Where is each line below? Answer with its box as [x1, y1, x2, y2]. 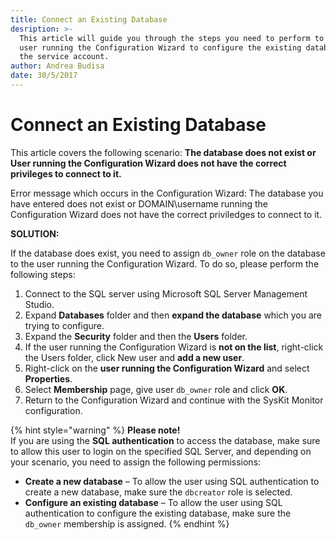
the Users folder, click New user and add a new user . [24, 351, 245, 363]
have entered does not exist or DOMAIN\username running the [10, 197, 268, 210]
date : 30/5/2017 [10, 71, 78, 81]
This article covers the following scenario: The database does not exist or [10, 146, 317, 158]
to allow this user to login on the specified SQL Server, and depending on [10, 445, 312, 457]
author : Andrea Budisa [10, 61, 105, 71]
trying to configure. [24, 319, 105, 331]
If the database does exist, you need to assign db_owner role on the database [10, 247, 326, 259]
